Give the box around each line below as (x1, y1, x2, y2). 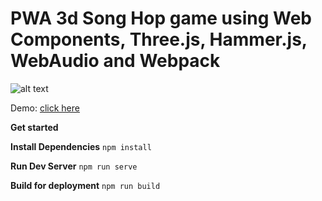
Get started (10, 121, 59, 133)
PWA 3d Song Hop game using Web (10, 7, 312, 30)
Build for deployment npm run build (10, 179, 161, 191)
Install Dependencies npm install (10, 140, 152, 152)
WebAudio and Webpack (10, 50, 221, 72)
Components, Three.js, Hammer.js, (10, 28, 308, 51)
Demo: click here (10, 102, 80, 114)
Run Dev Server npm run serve (10, 160, 138, 172)
